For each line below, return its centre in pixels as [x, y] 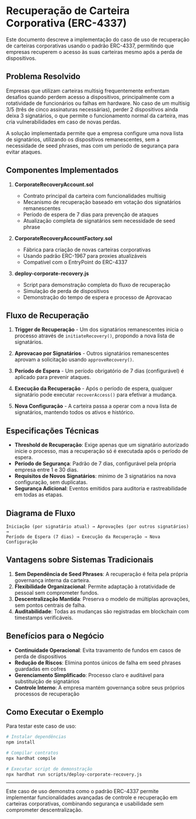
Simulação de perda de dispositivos [66, 291]
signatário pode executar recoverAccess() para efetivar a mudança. [95, 395]
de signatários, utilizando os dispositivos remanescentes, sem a [83, 139]
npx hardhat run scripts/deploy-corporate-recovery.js [74, 774]
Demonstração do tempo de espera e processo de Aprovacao [97, 297]
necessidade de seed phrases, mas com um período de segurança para [92, 145]
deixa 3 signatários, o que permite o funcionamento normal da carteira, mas [97, 115]
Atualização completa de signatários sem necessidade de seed [99, 220]
